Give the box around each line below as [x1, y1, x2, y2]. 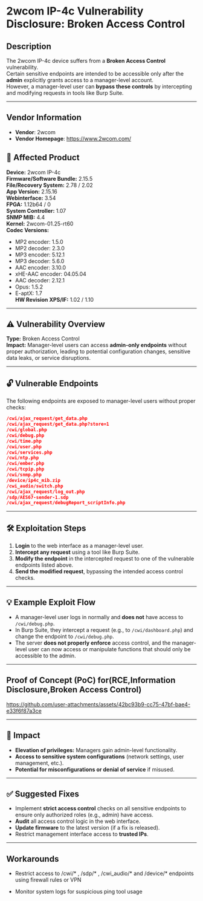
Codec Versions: [6, 226, 50, 233]
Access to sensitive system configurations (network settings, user [14, 753, 184, 760]
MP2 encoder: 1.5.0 [14, 238, 63, 246]
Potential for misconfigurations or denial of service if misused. [14, 766, 175, 773]
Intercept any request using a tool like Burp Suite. [14, 548, 140, 556]
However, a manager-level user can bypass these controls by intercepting [6, 83, 192, 90]
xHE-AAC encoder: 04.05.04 [14, 270, 86, 278]
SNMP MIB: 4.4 [6, 213, 45, 221]
